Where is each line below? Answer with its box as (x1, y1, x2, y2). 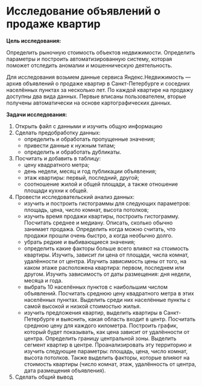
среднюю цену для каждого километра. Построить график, (24, 322, 178, 329)
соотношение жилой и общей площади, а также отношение (24, 180, 178, 188)
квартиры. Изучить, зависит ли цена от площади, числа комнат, (24, 251, 189, 258)
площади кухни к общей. (24, 186, 89, 194)
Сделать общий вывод (14, 373, 74, 381)
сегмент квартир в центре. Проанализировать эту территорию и (24, 341, 192, 348)
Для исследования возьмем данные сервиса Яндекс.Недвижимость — (6, 73, 191, 80)
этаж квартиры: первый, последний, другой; (24, 174, 140, 181)
